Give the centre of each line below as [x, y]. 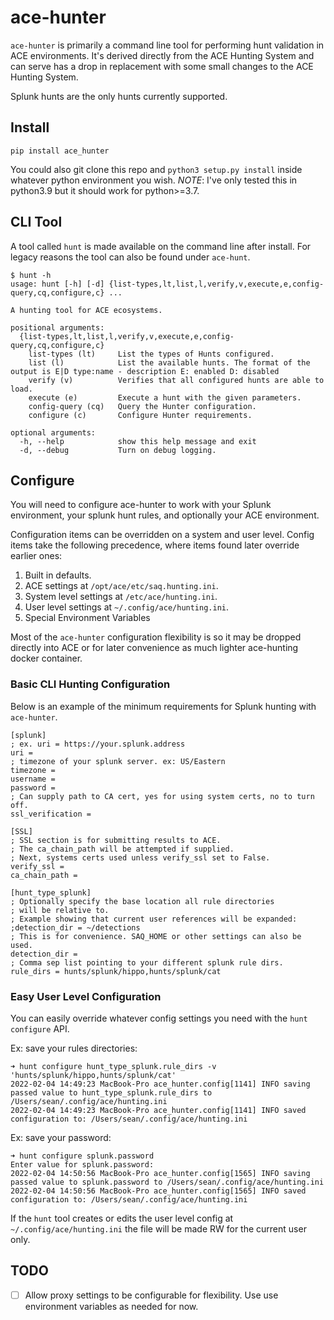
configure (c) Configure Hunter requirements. [140, 415]
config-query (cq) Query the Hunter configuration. [142, 406]
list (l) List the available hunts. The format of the [169, 362]
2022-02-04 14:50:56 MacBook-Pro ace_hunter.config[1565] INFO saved [158, 1191]
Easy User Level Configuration [86, 996]
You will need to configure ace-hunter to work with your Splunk [141, 505]
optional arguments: [53, 432]
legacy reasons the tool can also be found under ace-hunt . [130, 257]
